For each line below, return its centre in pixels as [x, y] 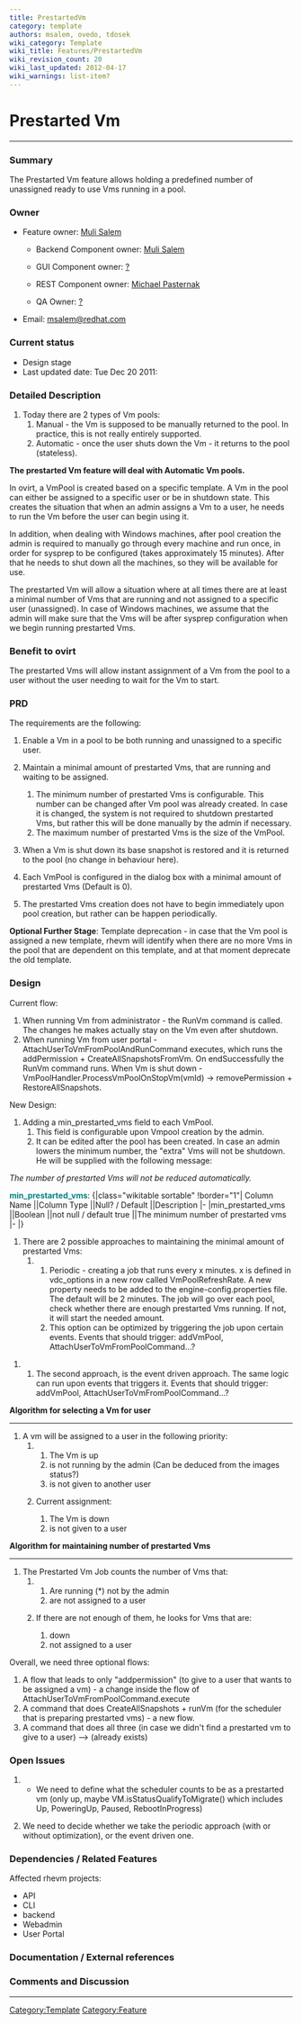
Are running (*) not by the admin [109, 1590]
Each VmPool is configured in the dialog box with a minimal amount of [152, 877]
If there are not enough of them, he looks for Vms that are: [144, 1617]
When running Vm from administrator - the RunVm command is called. [152, 1020]
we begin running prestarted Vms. [73, 627]
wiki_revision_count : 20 [56, 59]
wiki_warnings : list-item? [60, 76]
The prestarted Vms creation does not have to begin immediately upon [153, 904]
